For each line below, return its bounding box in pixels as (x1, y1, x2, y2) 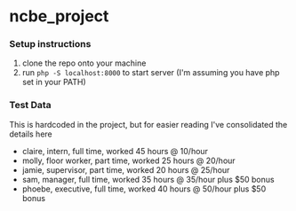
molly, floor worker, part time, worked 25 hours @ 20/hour (21, 155, 236, 166)
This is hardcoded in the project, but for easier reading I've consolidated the (9, 119, 288, 129)
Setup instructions (9, 38, 92, 51)
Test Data (9, 99, 52, 112)
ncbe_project (9, 6, 109, 27)
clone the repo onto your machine (21, 58, 147, 68)
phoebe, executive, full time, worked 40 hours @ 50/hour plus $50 (21, 184, 267, 194)
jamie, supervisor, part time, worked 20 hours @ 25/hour (21, 164, 230, 175)
